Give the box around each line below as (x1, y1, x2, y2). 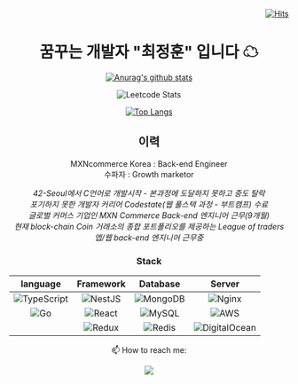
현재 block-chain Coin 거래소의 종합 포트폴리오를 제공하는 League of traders (13, 221, 285, 231)
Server (209, 278, 240, 290)
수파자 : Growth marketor (104, 168, 194, 179)
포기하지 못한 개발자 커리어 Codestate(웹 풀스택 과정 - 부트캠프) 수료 (29, 199, 269, 209)
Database (138, 278, 181, 290)
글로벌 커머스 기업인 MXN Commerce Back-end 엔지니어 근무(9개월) (27, 209, 271, 221)
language (20, 278, 62, 290)
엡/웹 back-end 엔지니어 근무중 (94, 231, 204, 243)
